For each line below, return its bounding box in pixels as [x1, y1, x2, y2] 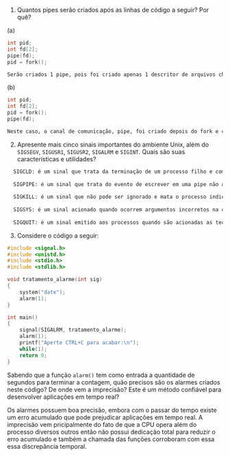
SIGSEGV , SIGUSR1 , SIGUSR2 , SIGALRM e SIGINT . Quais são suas [16, 147, 186, 156]
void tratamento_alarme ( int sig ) [7, 276, 103, 283]
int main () [7, 314, 38, 321]
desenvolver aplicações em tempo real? [7, 393, 120, 401]
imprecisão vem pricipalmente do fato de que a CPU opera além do [7, 420, 197, 428]
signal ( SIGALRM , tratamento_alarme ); [19, 326, 127, 334]
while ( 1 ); [19, 345, 48, 352]
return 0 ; [19, 352, 48, 358]
